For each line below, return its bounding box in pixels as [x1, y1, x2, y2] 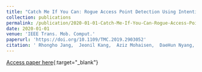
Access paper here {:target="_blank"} [6, 58, 99, 66]
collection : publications [6, 14, 71, 20]
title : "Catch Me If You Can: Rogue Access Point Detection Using [6, 8, 176, 15]
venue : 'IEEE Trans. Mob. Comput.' [6, 31, 96, 37]
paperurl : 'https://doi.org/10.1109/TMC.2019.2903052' [6, 37, 147, 43]
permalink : [6, 20, 34, 26]
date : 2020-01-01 [6, 25, 50, 32]
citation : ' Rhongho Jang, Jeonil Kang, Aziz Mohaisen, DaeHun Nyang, [6, 43, 195, 49]
